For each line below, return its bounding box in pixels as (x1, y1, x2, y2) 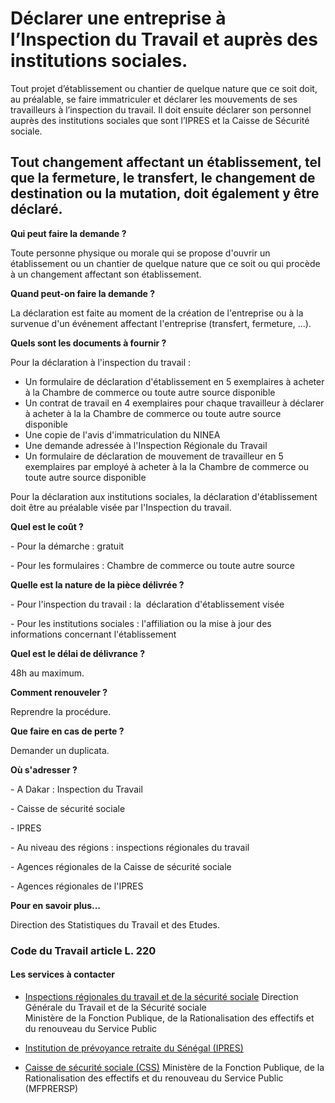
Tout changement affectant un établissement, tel (10, 154, 322, 171)
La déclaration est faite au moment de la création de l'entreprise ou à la (10, 307, 304, 319)
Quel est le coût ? (10, 520, 84, 532)
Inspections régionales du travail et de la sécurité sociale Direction (24, 990, 299, 1002)
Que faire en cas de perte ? (10, 725, 125, 737)
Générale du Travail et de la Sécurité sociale (24, 1001, 207, 1013)
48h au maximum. (10, 667, 85, 679)
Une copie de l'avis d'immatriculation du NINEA (24, 428, 221, 441)
